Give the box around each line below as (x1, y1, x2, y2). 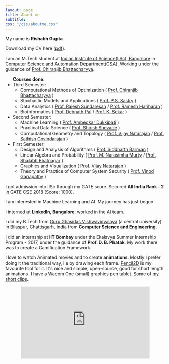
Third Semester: (12, 82, 47, 88)
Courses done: (12, 76, 45, 82)
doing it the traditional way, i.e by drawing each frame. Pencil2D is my (5, 260, 152, 266)
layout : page (5, 7, 33, 13)
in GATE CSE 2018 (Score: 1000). (5, 189, 74, 195)
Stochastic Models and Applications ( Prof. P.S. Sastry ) (20, 98, 136, 104)
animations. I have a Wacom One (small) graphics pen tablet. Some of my (5, 271, 159, 277)
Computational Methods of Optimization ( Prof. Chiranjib (20, 87, 138, 93)
